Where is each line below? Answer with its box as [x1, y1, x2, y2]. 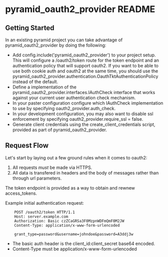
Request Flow [5, 141, 49, 150]
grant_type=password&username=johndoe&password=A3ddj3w [14, 231, 134, 237]
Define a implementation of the [12, 84, 77, 90]
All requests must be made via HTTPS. [12, 164, 92, 170]
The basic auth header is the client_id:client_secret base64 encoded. [12, 240, 155, 246]
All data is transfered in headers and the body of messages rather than [12, 169, 159, 176]
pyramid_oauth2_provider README [5, 4, 155, 15]
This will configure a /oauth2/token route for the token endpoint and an [12, 57, 159, 63]
